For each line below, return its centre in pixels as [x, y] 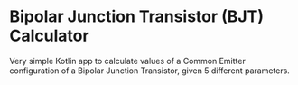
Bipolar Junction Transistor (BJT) [137, 17]
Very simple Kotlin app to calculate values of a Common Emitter [127, 61]
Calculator [49, 36]
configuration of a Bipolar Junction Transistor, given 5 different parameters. [150, 71]
